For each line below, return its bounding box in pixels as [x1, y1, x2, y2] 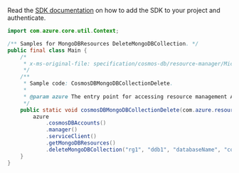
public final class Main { [7, 46, 87, 54]
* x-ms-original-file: [23, 60, 91, 67]
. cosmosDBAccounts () [45, 120, 107, 127]
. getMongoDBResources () [45, 140, 116, 147]
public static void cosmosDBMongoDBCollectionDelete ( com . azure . [20, 106, 215, 113]
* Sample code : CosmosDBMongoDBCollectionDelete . [23, 80, 174, 88]
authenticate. [7, 14, 46, 22]
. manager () [45, 126, 78, 134]
